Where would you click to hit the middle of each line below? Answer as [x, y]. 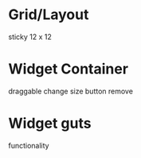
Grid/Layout [49, 15]
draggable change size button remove [71, 91]
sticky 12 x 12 [30, 37]
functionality [29, 145]
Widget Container [69, 69]
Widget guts [50, 123]
